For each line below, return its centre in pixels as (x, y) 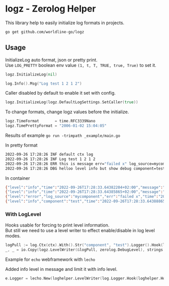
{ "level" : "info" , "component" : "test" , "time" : (53, 201)
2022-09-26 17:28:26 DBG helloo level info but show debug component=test (85, 168)
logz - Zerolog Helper (51, 9)
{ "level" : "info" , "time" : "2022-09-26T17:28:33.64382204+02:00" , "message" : (84, 187)
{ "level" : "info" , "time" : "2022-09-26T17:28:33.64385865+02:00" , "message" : (84, 192)
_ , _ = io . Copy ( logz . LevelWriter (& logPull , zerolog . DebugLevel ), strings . (85, 250)
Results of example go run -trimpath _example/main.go (63, 135)
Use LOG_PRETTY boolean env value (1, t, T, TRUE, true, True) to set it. (81, 65)
